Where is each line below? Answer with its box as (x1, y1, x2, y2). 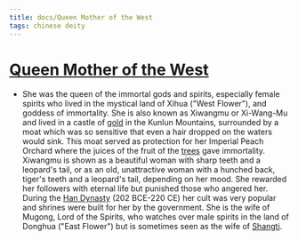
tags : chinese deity (9, 21, 86, 30)
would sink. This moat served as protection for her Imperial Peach (21, 136, 264, 147)
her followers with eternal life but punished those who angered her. (21, 183, 269, 194)
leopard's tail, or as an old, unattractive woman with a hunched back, (21, 164, 276, 175)
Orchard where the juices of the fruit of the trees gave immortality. (21, 146, 265, 156)
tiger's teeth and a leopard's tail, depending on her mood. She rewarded (21, 174, 287, 185)
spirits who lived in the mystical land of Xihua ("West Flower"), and (21, 99, 267, 109)
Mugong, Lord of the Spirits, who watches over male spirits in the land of (21, 212, 289, 222)
